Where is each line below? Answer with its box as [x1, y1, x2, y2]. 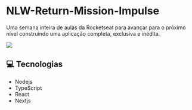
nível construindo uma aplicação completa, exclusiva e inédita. [6, 30, 160, 37]
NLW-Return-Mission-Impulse [6, 4, 160, 18]
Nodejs [14, 78, 33, 85]
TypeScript [14, 84, 42, 92]
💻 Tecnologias [6, 59, 63, 70]
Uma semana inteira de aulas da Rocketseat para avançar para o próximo [6, 24, 186, 31]
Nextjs [14, 97, 31, 104]
